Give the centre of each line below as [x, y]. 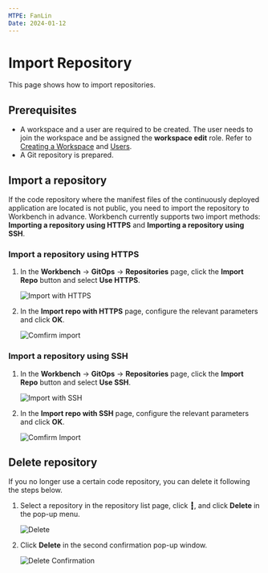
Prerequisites [43, 110]
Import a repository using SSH [68, 356]
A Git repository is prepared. [67, 155]
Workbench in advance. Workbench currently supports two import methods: [134, 216]
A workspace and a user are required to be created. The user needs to [136, 130]
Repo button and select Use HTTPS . [80, 280]
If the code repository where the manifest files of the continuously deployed [134, 200]
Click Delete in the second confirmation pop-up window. [114, 545]
